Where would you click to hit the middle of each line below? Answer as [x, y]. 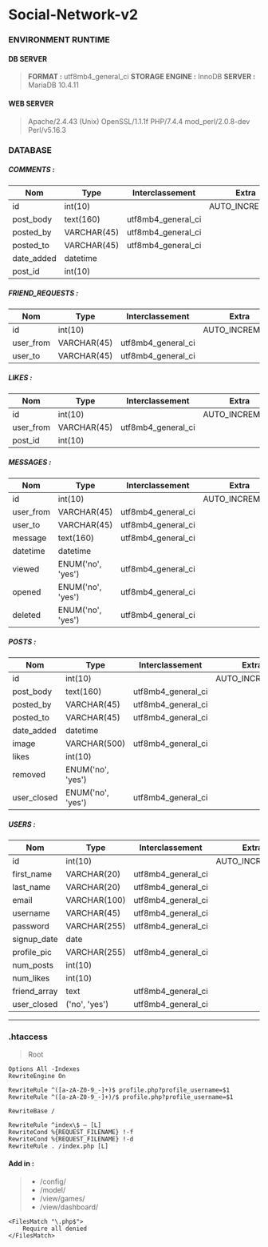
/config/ [53, 1181]
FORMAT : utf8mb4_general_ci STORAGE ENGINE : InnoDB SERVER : [142, 77]
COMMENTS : [32, 170]
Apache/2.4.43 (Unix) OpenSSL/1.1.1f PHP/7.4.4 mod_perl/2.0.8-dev [139, 121]
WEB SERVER [31, 103]
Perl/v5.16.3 [47, 130]
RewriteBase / [32, 1111]
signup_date [35, 940]
